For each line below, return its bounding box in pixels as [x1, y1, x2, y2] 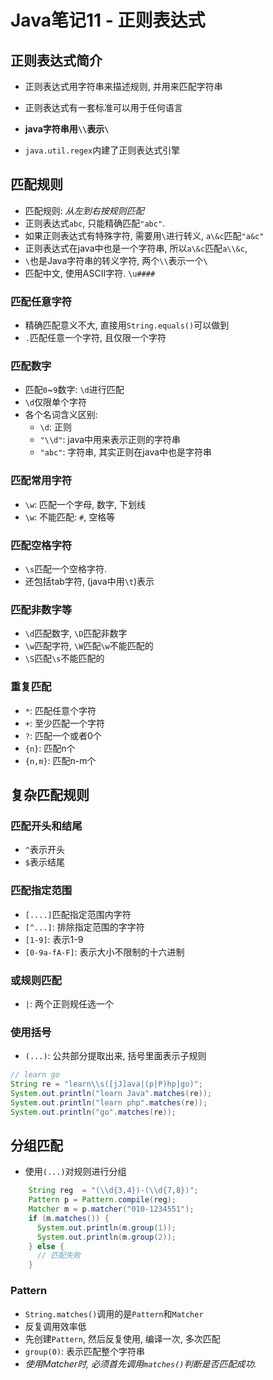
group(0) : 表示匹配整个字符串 [24, 1345, 146, 1357]
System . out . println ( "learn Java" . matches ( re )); [10, 1088, 213, 1098]
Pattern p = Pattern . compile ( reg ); [28, 1195, 177, 1205]
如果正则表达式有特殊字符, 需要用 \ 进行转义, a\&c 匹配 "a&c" [24, 229, 265, 241]
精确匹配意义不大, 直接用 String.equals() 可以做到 [24, 319, 230, 331]
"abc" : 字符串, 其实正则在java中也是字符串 [39, 446, 213, 458]
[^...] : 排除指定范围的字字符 [24, 921, 145, 933]
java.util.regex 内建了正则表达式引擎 [24, 144, 181, 156]
